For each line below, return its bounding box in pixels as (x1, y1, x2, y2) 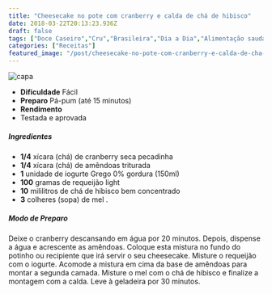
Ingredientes (8, 131, 53, 141)
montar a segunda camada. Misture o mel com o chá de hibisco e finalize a (8, 267, 259, 277)
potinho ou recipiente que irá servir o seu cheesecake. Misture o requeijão (8, 250, 257, 260)
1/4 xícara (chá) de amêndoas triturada (19, 160, 151, 170)
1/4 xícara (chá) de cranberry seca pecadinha (19, 151, 174, 162)
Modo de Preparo (8, 213, 69, 223)
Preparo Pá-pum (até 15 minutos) (19, 96, 132, 105)
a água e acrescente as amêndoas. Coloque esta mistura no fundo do (8, 241, 241, 251)
